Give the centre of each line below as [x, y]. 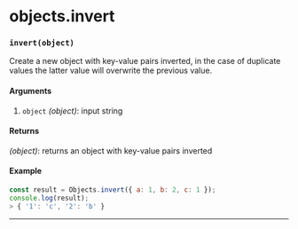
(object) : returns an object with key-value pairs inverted [111, 150]
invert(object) [42, 43]
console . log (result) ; [49, 198]
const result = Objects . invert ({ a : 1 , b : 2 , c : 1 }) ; [113, 190]
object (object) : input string [72, 111]
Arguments [31, 91]
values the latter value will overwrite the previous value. [111, 71]
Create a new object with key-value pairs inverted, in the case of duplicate [145, 61]
